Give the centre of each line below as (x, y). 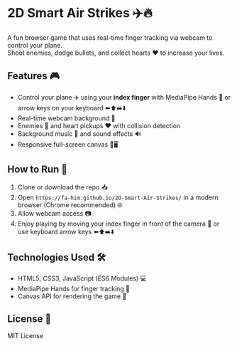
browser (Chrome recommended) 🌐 (70, 205)
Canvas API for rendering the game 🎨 (72, 296)
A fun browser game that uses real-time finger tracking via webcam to (110, 37)
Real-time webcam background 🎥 (66, 118)
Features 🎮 (34, 76)
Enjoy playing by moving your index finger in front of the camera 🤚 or (118, 224)
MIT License (26, 336)
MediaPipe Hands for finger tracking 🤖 (73, 289)
